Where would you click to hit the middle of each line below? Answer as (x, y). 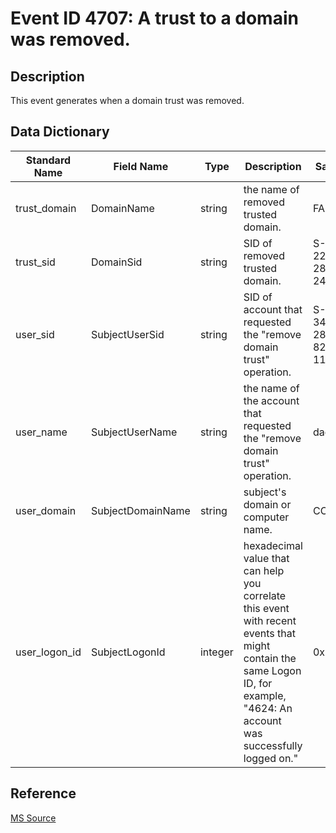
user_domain (46, 510)
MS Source (33, 818)
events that (270, 633)
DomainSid (116, 262)
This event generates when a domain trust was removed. (127, 100)
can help (264, 570)
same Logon (272, 670)
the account (271, 400)
